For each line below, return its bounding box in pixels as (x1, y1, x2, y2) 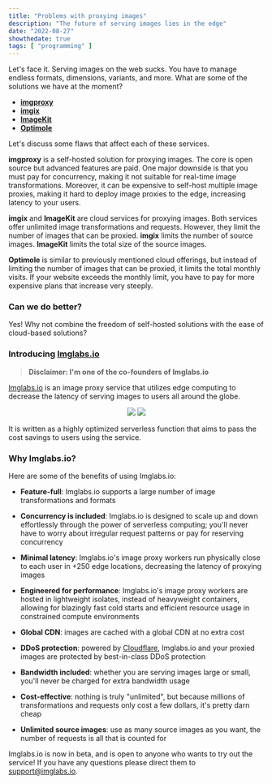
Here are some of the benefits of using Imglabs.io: (8, 472, 176, 481)
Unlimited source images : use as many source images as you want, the (19, 725, 261, 734)
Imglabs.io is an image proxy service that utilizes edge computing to (8, 382, 236, 392)
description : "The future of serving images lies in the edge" (8, 19, 227, 28)
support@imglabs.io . (8, 766, 79, 776)
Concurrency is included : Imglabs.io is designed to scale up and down (19, 511, 258, 521)
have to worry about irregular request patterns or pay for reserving (19, 528, 244, 538)
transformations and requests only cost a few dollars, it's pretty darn (19, 700, 250, 710)
